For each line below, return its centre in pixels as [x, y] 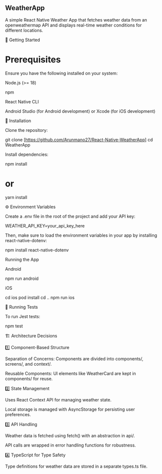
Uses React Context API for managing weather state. [58, 399]
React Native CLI [22, 101]
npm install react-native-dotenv [37, 250]
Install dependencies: [27, 154]
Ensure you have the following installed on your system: [61, 73]
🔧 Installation [18, 121]
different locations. [24, 30]
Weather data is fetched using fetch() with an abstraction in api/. [70, 435]
